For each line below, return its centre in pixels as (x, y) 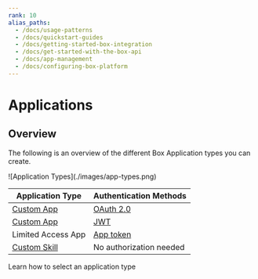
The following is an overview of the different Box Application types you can (129, 153)
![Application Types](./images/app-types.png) (82, 176)
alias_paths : (29, 23)
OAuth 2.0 (112, 208)
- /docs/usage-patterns (54, 30)
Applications (51, 105)
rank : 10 (22, 15)
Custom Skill (35, 247)
